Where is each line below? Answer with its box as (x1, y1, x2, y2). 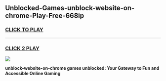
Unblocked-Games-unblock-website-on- (5, 4, 135, 12)
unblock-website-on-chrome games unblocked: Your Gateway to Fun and (5, 65, 160, 71)
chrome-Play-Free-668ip (5, 12, 84, 20)
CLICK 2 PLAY (5, 45, 40, 52)
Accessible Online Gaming (5, 70, 61, 76)
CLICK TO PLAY (5, 27, 43, 33)
